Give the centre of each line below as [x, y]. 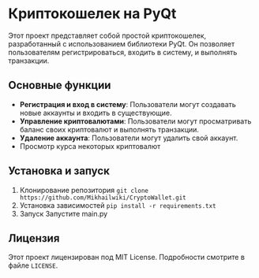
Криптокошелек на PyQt [92, 14]
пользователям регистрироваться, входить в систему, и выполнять [123, 52]
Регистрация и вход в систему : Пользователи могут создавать [128, 104]
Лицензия [34, 238]
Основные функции [60, 85]
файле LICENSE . [33, 265]
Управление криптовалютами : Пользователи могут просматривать [135, 121]
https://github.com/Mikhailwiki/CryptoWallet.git [103, 198]
